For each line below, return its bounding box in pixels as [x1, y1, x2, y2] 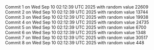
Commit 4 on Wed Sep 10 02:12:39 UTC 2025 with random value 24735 [5, 19, 149, 25]
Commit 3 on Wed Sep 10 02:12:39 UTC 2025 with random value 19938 [5, 14, 149, 20]
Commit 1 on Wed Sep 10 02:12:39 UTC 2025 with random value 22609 [5, 4, 149, 10]
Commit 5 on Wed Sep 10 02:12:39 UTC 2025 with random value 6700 [5, 25, 147, 30]
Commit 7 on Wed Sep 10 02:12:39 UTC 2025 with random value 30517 [5, 35, 148, 40]
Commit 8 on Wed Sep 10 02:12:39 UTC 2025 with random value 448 [5, 40, 144, 45]
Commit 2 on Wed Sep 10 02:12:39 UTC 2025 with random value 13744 [5, 9, 148, 15]
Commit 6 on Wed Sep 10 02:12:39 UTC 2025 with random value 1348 [5, 30, 146, 35]
